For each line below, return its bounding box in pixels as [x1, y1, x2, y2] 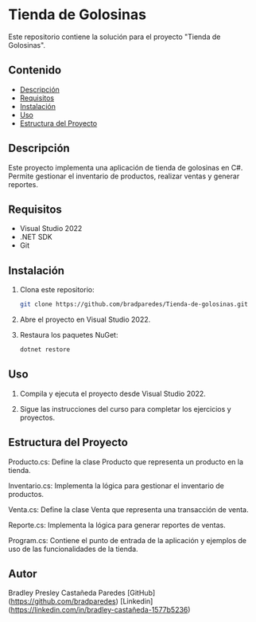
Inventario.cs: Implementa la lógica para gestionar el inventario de [8, 480, 224, 491]
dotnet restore [19, 346, 71, 354]
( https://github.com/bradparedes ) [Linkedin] [8, 597, 153, 606]
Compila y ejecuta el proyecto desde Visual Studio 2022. [19, 389, 207, 398]
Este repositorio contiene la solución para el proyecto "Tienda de [8, 32, 221, 41]
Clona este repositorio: [19, 285, 95, 295]
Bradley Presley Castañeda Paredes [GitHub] [8, 588, 156, 598]
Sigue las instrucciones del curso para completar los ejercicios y [19, 404, 232, 413]
